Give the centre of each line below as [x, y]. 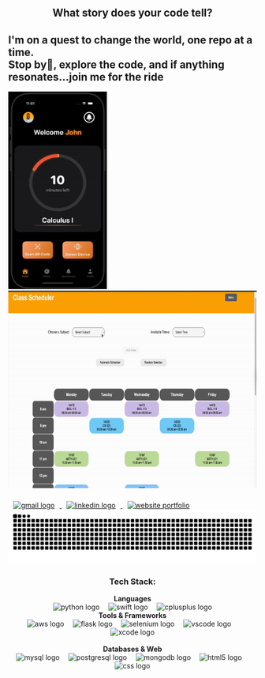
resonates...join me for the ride [86, 77]
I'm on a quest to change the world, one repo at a [131, 40]
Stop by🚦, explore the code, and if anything [116, 64]
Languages [132, 599]
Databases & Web [132, 649]
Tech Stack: [132, 582]
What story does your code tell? [132, 13]
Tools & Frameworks [132, 616]
